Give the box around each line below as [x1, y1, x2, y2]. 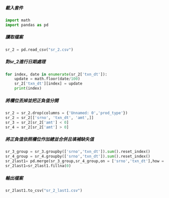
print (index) [14, 86, 42, 91]
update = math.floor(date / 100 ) [14, 76, 80, 82]
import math [5, 18, 30, 23]
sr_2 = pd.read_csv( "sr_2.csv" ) [5, 47, 73, 52]
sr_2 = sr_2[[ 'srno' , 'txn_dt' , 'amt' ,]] [5, 115, 94, 120]
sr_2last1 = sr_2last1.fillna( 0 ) [5, 164, 71, 169]
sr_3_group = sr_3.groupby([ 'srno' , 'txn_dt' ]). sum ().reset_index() [5, 149, 151, 154]
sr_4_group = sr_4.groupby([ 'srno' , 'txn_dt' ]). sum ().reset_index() [5, 154, 151, 159]
